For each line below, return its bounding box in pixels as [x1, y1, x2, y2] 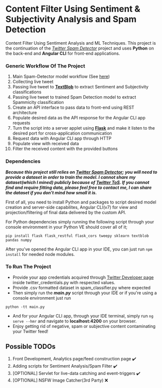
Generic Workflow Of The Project [5, 62, 85, 69]
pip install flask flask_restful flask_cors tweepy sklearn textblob [5, 233, 149, 238]
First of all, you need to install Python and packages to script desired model [5, 199, 157, 205]
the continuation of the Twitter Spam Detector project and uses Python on [5, 45, 154, 51]
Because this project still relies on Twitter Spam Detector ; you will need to [5, 169, 158, 175]
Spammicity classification [12, 100, 64, 105]
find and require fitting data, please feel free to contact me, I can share [5, 185, 152, 190]
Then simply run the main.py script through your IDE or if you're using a [12, 290, 157, 296]
